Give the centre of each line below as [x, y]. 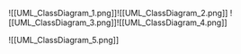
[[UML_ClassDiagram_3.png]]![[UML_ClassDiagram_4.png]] [118, 22]
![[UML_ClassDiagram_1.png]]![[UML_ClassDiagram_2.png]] [118, 13]
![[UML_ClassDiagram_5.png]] [63, 40]
